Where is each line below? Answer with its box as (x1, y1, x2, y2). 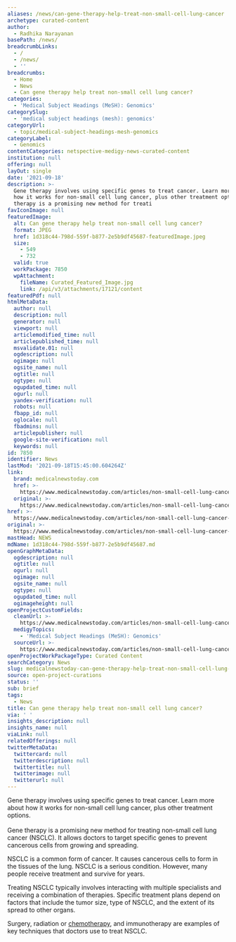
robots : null (13, 403, 52, 411)
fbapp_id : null (13, 410, 58, 417)
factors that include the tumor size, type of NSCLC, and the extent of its (7, 898, 215, 906)
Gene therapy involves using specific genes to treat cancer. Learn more (7, 796, 215, 804)
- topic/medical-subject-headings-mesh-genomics (13, 128, 159, 135)
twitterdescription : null (13, 757, 90, 764)
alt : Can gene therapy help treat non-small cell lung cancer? (13, 220, 202, 227)
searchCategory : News (7, 659, 71, 666)
